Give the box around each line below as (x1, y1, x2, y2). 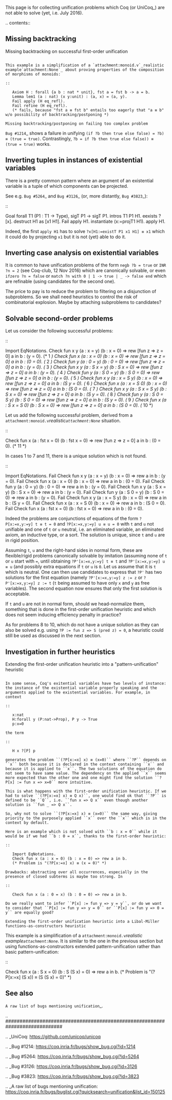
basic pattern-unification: (5, 949, 59, 955)
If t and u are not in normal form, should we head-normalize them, (5, 601, 145, 607)
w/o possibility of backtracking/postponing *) (5, 112, 109, 117)
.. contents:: (5, 20, 31, 26)
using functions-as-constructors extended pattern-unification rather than (5, 943, 161, 950)
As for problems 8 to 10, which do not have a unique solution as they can (5, 622, 159, 628)
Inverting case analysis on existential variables (5, 248, 159, 257)
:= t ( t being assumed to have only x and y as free (42, 580, 150, 586)
